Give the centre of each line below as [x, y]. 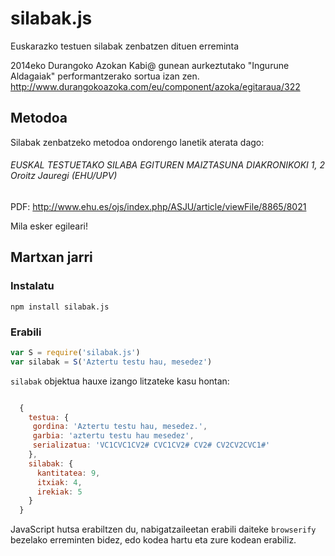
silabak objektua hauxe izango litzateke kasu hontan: [120, 381]
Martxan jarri [51, 257]
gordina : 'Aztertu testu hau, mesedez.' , [120, 427]
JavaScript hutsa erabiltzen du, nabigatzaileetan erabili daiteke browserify [163, 529]
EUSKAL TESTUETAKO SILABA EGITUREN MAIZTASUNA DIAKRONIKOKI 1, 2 [167, 165]
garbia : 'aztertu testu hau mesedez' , [113, 436]
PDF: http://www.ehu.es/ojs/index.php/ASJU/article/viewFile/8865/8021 [158, 206]
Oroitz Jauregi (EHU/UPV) [64, 176]
